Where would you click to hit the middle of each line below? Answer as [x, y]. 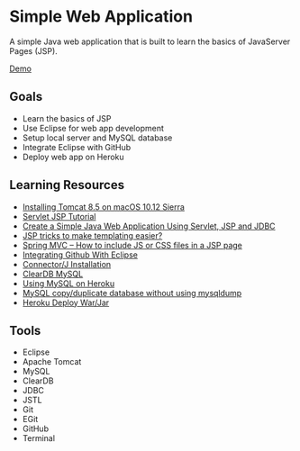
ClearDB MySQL [53, 274]
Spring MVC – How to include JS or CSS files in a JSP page [132, 245]
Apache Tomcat [52, 362]
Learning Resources [67, 185]
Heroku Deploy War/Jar [66, 302]
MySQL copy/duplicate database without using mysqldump [132, 293]
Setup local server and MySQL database [97, 138]
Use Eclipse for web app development [93, 128]
